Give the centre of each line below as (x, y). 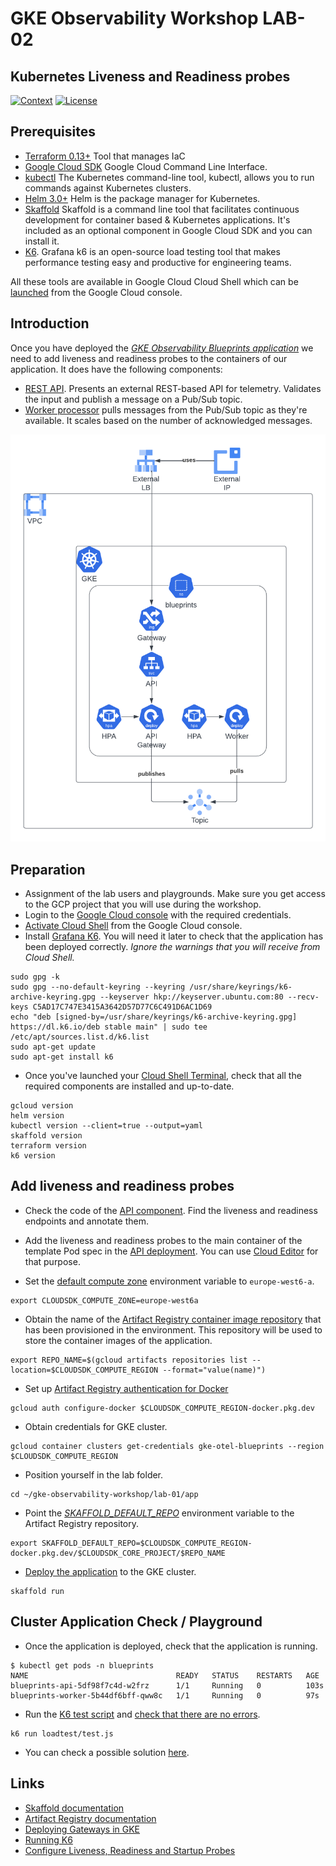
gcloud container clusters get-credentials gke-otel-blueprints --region (167, 1446)
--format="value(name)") (214, 1370)
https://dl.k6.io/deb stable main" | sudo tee (109, 1027)
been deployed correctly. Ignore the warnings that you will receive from (172, 947)
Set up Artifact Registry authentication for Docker (126, 1388)
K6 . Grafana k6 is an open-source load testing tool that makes (152, 251)
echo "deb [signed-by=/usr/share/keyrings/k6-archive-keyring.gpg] (154, 1017)
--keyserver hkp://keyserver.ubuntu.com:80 (191, 997)
